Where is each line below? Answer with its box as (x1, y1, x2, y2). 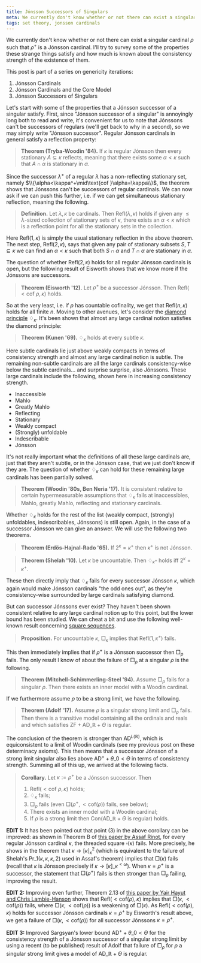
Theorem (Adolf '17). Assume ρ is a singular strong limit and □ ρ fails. (20, 707, 193, 716)
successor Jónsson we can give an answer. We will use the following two (6, 525, 187, 532)
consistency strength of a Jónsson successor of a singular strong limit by (6, 935, 187, 943)
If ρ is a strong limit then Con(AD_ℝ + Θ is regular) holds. (29, 815, 169, 822)
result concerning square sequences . (23, 621, 117, 629)
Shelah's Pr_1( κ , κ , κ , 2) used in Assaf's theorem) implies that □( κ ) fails (6, 855, 178, 862)
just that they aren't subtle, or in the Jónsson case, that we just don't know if (6, 459, 195, 466)
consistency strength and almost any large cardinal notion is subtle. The (6, 353, 184, 360)
